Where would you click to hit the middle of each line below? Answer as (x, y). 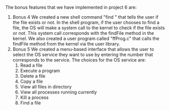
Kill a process (35, 97)
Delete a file (33, 76)
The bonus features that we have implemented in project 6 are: (71, 7)
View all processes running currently (59, 92)
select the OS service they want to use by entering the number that (83, 54)
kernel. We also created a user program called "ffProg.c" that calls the (86, 38)
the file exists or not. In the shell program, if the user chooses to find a (86, 22)
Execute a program (40, 71)
